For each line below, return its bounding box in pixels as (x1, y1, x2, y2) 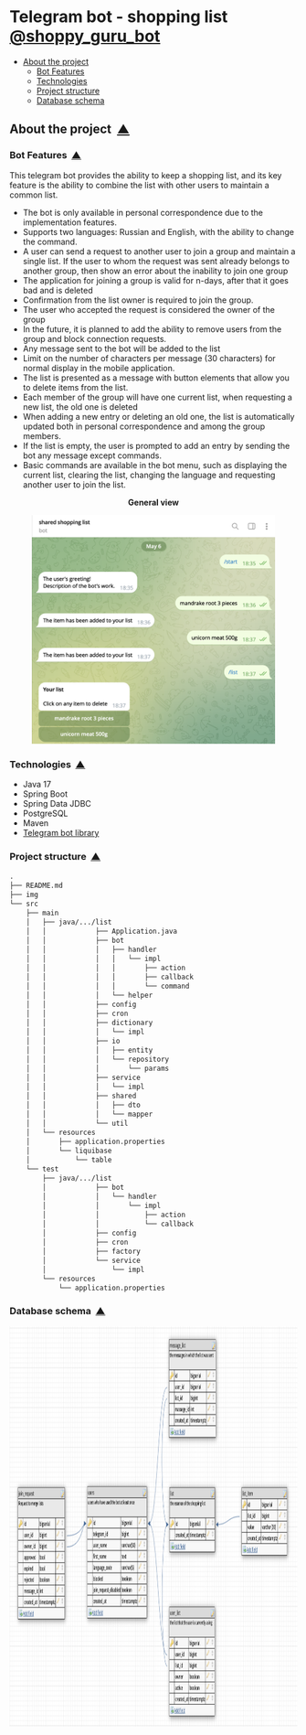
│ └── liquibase (26, 1146, 112, 1156)
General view (127, 497, 180, 508)
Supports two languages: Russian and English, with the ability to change (22, 226, 295, 237)
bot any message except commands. (22, 450, 163, 461)
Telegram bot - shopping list (9, 6, 228, 27)
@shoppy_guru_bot (9, 26, 161, 47)
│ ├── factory (42, 1247, 142, 1257)
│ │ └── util (26, 1119, 129, 1129)
